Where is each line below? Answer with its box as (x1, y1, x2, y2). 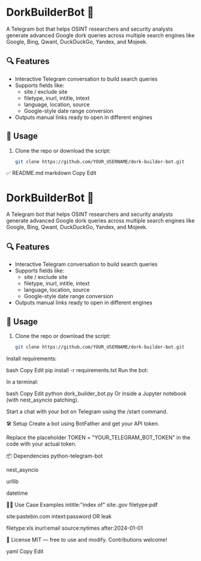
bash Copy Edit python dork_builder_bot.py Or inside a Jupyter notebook (6, 390, 187, 397)
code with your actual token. (6, 440, 77, 447)
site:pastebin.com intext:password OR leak (6, 512, 112, 520)
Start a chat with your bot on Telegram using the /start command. (6, 408, 168, 415)
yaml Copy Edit (6, 547, 44, 555)
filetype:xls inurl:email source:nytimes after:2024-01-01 (6, 524, 143, 532)
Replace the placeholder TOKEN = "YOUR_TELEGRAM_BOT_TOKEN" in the (6, 434, 191, 441)
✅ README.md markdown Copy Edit (6, 170, 97, 177)
